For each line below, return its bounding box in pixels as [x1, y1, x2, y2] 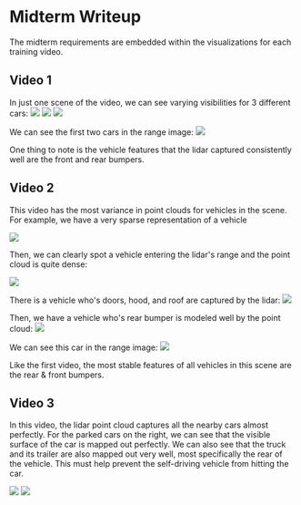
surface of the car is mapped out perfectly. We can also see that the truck [9, 439, 286, 450]
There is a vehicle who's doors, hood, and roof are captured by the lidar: [9, 294, 281, 305]
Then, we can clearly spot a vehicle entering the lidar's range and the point [9, 249, 291, 260]
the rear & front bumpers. [9, 369, 105, 380]
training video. [9, 46, 64, 57]
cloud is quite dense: [9, 258, 88, 270]
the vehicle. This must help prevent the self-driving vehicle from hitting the [9, 459, 289, 469]
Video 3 [9, 395, 55, 411]
